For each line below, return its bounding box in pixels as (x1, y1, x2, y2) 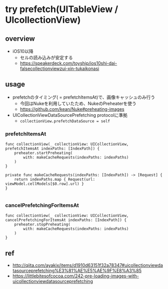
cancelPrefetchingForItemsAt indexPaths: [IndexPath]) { (5, 218, 127, 223)
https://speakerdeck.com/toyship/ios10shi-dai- (20, 60, 117, 66)
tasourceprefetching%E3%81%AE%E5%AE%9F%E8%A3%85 (12, 268, 142, 274)
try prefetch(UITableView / (5, 4, 118, 15)
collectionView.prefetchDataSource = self (20, 118, 110, 124)
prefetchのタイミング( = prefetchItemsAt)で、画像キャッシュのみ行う (12, 94, 155, 100)
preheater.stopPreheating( (14, 222, 71, 227)
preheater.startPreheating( (14, 151, 73, 156)
